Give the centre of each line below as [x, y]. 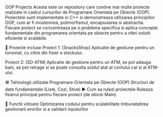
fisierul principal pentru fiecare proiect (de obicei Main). [61, 94]
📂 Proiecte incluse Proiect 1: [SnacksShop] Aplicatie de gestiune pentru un [80, 48]
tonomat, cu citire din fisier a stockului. [44, 53]
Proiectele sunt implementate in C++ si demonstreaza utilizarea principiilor [80, 17]
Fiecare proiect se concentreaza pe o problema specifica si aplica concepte [81, 28]
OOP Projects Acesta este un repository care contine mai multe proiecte [77, 7]
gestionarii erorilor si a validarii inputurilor [47, 109]
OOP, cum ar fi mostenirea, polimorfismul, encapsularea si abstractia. [75, 22]
